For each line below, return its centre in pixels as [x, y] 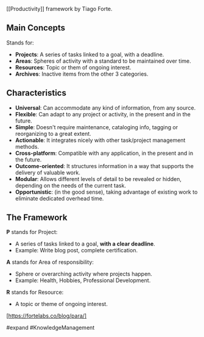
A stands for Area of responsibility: [50, 262]
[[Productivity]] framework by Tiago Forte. [59, 9]
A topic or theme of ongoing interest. [61, 304]
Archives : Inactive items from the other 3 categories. [82, 74]
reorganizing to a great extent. [53, 133]
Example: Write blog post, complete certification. [76, 250]
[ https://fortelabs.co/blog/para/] [47, 316]
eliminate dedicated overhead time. [59, 198]
